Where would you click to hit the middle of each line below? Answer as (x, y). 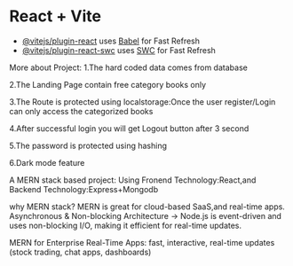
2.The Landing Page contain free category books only (108, 84)
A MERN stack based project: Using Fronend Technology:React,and (133, 180)
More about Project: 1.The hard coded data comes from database (129, 67)
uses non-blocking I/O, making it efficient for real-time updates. (126, 225)
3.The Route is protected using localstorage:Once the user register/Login (143, 102)
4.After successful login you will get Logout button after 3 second (129, 128)
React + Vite (55, 16)
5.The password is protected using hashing (88, 145)
